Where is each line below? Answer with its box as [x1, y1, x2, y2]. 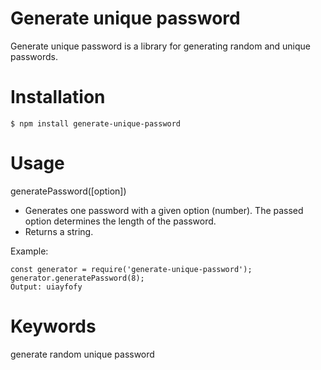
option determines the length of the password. [24, 215, 217, 227]
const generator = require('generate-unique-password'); [10, 264, 253, 274]
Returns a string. [24, 225, 94, 237]
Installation [10, 86, 106, 109]
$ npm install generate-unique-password [10, 118, 182, 129]
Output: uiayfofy [10, 282, 83, 292]
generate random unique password [10, 348, 155, 360]
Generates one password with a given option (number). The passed [24, 204, 304, 216]
